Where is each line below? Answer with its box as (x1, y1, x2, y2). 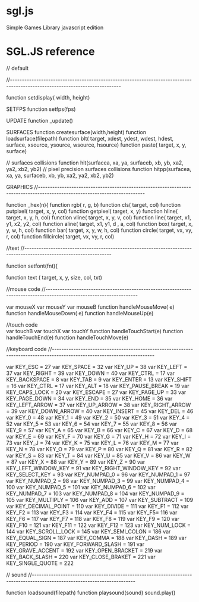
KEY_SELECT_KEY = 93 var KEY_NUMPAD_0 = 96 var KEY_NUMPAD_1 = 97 (6, 471, 191, 478)
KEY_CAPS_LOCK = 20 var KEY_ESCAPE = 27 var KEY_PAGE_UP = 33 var (6, 389, 187, 396)
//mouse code (6, 285, 40, 293)
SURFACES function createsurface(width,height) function (6, 128, 147, 135)
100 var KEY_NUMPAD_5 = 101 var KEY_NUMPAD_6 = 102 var (6, 483, 156, 491)
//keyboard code (6, 345, 47, 352)
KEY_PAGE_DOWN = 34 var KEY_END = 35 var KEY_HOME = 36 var (6, 395, 173, 402)
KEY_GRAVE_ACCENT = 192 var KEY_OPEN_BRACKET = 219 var (6, 547, 163, 554)
